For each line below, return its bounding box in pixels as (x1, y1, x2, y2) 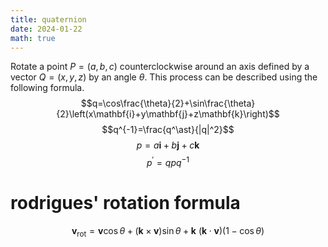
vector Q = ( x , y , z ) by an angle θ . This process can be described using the (10, 71, 318, 83)
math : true (10, 33, 56, 43)
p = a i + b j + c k (136, 139, 200, 151)
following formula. (10, 82, 85, 94)
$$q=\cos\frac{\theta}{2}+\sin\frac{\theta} (80, 97, 256, 110)
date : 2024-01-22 (10, 24, 83, 34)
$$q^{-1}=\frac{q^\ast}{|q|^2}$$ (101, 124, 235, 136)
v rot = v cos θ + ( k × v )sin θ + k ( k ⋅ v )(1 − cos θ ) (71, 224, 265, 239)
